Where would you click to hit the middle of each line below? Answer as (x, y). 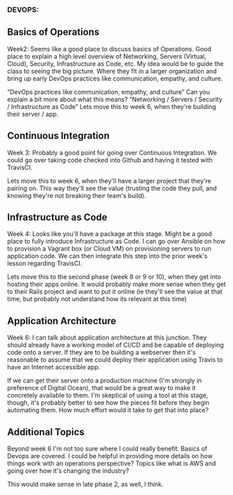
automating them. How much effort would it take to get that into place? (108, 410)
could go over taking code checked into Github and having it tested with (110, 160)
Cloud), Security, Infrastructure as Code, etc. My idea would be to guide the (115, 63)
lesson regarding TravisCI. (45, 263)
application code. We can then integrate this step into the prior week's (107, 256)
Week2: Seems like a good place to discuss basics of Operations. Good (109, 49)
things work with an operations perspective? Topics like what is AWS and (112, 463)
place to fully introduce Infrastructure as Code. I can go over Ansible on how (116, 242)
